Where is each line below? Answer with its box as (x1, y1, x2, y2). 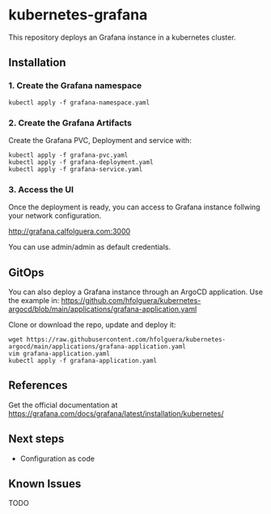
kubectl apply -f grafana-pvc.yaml (8, 151, 129, 159)
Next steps (8, 432, 65, 446)
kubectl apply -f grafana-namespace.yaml (8, 99, 150, 107)
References (8, 378, 68, 393)
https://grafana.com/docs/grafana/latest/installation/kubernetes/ (8, 408, 224, 418)
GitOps (8, 265, 44, 280)
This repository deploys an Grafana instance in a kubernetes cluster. (8, 32, 236, 42)
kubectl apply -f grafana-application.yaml (8, 357, 158, 365)
